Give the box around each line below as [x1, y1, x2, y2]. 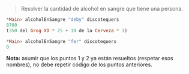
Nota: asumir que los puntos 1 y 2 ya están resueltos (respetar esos [6, 55, 174, 62]
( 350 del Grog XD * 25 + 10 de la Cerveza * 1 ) [6, 27, 128, 33]
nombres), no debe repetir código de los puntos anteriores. [6, 61, 153, 68]
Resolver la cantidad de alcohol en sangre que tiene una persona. [20, 5, 184, 12]
